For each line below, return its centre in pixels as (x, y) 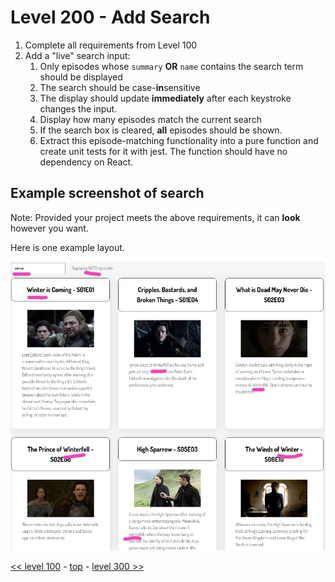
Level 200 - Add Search (110, 17)
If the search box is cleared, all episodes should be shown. (161, 130)
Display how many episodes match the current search (151, 119)
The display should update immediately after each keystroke (165, 98)
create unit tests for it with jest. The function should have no (163, 151)
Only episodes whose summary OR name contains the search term (171, 66)
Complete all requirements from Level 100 (111, 45)
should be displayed (81, 77)
